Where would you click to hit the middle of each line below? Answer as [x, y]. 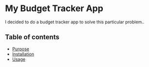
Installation [23, 54]
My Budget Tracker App [54, 8]
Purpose [21, 49]
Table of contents [32, 37]
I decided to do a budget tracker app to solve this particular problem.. [75, 22]
